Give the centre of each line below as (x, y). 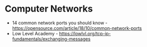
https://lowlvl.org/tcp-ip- (85, 33)
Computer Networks (49, 9)
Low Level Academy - (35, 33)
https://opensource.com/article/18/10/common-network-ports (77, 28)
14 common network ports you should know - (60, 23)
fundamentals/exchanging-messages (51, 39)
